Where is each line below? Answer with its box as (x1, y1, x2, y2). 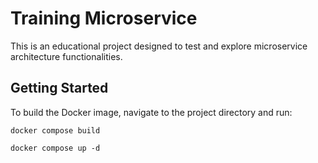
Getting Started (10, 80, 109, 97)
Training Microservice (10, 7, 198, 30)
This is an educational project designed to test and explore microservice (10, 40, 308, 52)
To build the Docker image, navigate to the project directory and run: (10, 106, 293, 118)
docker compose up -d (10, 143, 101, 153)
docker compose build (10, 125, 101, 136)
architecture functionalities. (10, 50, 123, 62)
